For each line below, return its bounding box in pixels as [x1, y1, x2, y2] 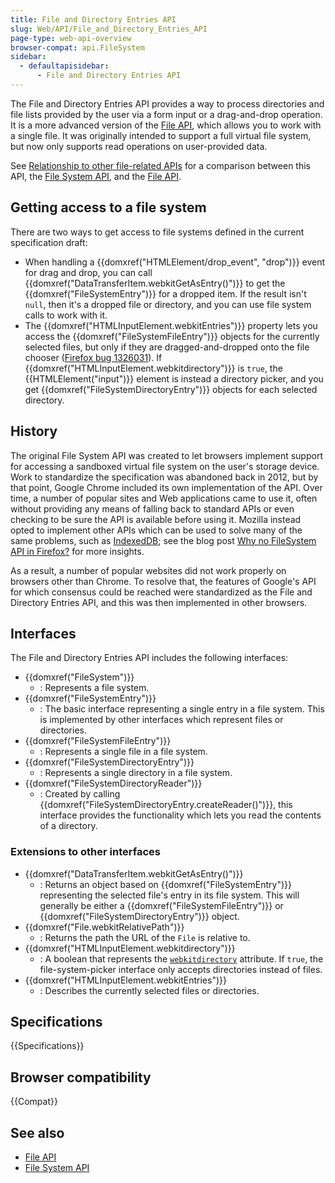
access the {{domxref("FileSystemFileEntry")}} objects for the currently [24, 330, 320, 342]
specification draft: [10, 236, 88, 248]
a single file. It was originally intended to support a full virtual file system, [10, 129, 312, 141]
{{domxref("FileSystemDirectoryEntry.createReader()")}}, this [39, 799, 293, 811]
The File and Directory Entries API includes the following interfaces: [10, 652, 289, 664]
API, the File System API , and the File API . [10, 170, 182, 182]
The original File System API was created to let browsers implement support [10, 449, 323, 461]
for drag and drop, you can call [24, 266, 153, 278]
